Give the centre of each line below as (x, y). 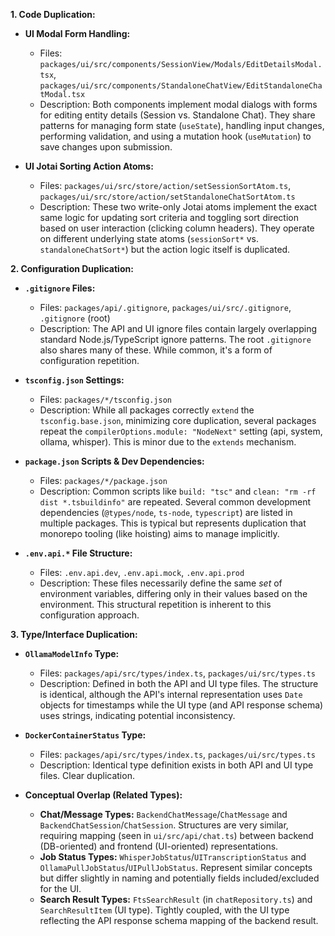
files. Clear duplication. (87, 775)
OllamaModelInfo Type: (72, 653)
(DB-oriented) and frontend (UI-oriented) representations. (159, 846)
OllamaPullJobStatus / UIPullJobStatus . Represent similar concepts (176, 867)
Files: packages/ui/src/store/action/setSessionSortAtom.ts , (165, 185)
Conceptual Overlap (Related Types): (103, 795)
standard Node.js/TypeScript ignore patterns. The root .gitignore (175, 339)
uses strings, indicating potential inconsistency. (137, 715)
